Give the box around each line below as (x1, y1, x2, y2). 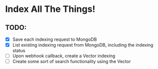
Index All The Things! (5, 3, 96, 15)
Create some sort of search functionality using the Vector (12, 59, 131, 65)
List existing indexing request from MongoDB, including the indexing (12, 42, 153, 48)
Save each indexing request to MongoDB (12, 36, 97, 42)
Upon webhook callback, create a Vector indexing (12, 53, 115, 59)
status (12, 48, 25, 54)
